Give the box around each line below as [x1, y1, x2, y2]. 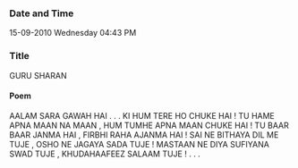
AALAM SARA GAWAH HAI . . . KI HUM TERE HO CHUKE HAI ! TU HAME [9, 110, 276, 121]
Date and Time [9, 7, 74, 20]
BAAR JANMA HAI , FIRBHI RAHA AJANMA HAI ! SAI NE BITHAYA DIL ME [9, 129, 279, 140]
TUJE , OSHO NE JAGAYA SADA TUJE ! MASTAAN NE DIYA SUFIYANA [9, 139, 270, 149]
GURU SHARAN [9, 70, 67, 80]
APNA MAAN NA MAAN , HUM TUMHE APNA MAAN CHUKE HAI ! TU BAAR [9, 120, 289, 130]
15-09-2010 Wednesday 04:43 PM [9, 28, 137, 38]
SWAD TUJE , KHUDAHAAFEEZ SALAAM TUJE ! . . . [9, 148, 201, 159]
